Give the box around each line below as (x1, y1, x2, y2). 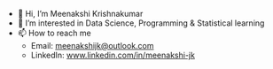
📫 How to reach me (17, 27, 91, 38)
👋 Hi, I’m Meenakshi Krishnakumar (17, 9, 144, 19)
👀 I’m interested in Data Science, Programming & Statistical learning (17, 18, 265, 28)
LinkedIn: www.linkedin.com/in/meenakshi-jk (30, 50, 195, 60)
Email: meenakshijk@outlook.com (30, 41, 154, 50)
